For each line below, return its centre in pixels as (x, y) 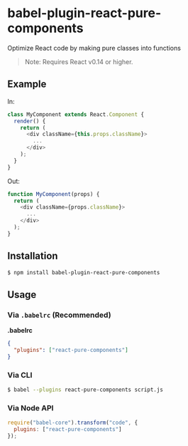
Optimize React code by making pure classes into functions (94, 48)
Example (27, 84)
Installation (33, 256)
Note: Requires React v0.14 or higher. (79, 61)
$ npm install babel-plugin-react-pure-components (84, 272)
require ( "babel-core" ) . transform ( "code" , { (73, 423)
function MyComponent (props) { (54, 194)
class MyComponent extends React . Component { (76, 114)
